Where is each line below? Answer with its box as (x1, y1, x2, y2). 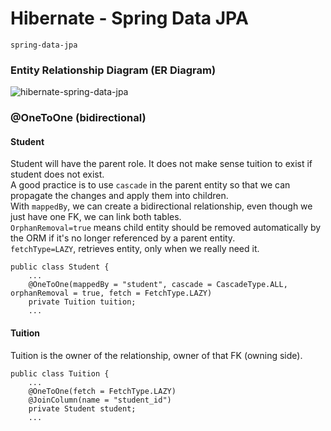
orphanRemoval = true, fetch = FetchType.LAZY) (10, 288, 213, 299)
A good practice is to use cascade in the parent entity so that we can (10, 179, 291, 191)
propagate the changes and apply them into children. (10, 190, 229, 202)
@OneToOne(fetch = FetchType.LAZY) (28, 386, 177, 396)
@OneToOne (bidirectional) (10, 111, 147, 125)
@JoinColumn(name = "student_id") (28, 395, 172, 405)
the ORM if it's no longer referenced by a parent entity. (10, 232, 236, 244)
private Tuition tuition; (28, 297, 137, 307)
